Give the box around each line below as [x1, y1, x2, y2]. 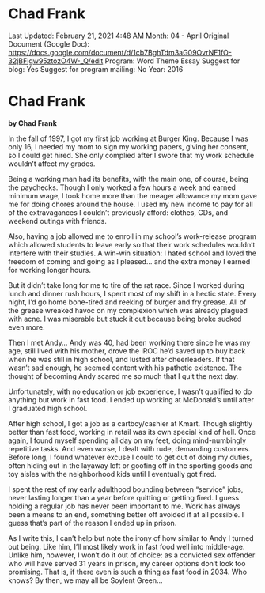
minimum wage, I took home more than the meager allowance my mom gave [8, 191, 257, 200]
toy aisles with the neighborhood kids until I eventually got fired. [8, 469, 217, 478]
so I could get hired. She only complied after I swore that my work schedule [8, 150, 255, 160]
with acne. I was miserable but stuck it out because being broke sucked [8, 314, 242, 323]
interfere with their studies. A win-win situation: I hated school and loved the [8, 248, 257, 258]
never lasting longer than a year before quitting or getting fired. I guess [8, 493, 240, 502]
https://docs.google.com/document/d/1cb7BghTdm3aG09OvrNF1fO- [8, 47, 232, 57]
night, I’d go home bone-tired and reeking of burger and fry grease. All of [8, 297, 247, 307]
